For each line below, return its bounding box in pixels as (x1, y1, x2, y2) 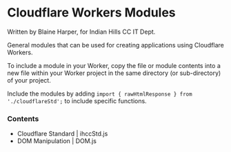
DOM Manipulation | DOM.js (17, 137, 97, 145)
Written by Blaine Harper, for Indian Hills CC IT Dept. (7, 28, 156, 36)
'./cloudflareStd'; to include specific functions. (7, 96, 147, 105)
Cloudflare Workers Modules (7, 5, 176, 21)
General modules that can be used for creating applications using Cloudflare (7, 41, 224, 49)
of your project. (7, 76, 52, 84)
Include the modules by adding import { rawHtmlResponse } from (7, 89, 192, 98)
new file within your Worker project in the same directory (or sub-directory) (7, 69, 221, 77)
